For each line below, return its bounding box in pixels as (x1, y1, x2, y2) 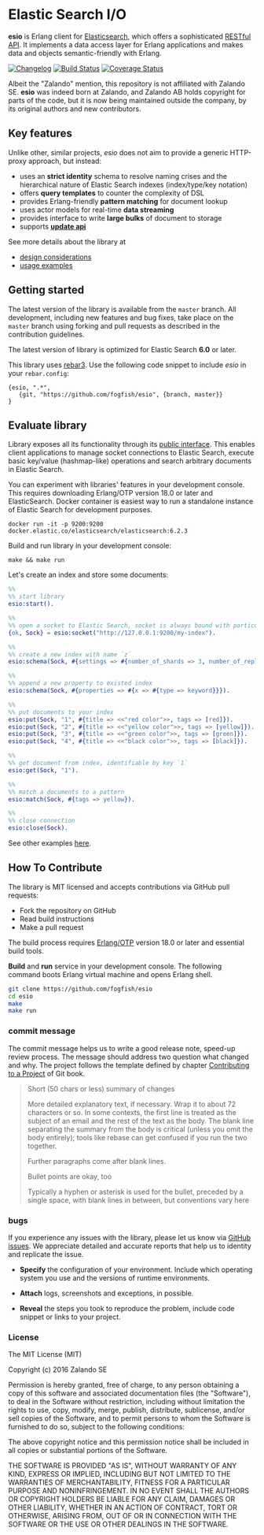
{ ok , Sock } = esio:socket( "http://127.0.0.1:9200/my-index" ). (8, 629, 216, 637)
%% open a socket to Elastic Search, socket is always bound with (8, 621, 230, 630)
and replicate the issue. (8, 1249, 84, 1258)
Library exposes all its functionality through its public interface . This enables (8, 440, 255, 449)
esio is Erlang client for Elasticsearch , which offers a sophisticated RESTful (8, 32, 251, 41)
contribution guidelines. (8, 329, 85, 339)
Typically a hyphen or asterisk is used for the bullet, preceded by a (27, 1187, 244, 1196)
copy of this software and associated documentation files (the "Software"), (8, 1388, 251, 1398)
